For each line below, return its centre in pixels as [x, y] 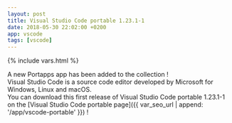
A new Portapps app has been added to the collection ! [88, 75]
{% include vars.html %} [43, 60]
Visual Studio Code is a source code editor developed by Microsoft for [110, 82]
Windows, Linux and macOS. [49, 90]
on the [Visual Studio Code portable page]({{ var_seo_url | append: [105, 105]
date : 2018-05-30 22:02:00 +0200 [57, 27]
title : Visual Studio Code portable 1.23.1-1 [76, 21]
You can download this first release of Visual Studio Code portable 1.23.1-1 [116, 97]
